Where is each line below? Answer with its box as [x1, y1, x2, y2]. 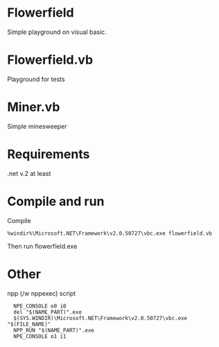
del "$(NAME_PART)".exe [13, 308, 82, 316]
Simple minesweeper [7, 122, 67, 130]
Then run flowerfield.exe [7, 242, 78, 250]
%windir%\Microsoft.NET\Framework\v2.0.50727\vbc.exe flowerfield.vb [7, 230, 213, 237]
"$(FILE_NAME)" [7, 321, 51, 328]
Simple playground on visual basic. [7, 28, 107, 36]
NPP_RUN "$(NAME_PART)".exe [13, 327, 95, 334]
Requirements [7, 147, 90, 162]
